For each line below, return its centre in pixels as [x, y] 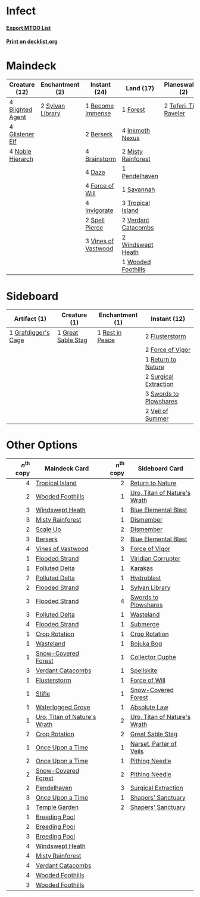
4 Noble [20, 152]
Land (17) [140, 88]
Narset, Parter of [153, 743]
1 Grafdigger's [29, 333]
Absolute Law [149, 707]
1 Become [100, 106]
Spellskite [144, 671]
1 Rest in [110, 333]
